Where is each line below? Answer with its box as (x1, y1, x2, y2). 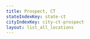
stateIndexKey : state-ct (6, 14, 66, 19)
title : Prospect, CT (6, 8, 56, 14)
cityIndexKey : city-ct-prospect (6, 19, 84, 25)
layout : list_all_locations (6, 24, 74, 30)
